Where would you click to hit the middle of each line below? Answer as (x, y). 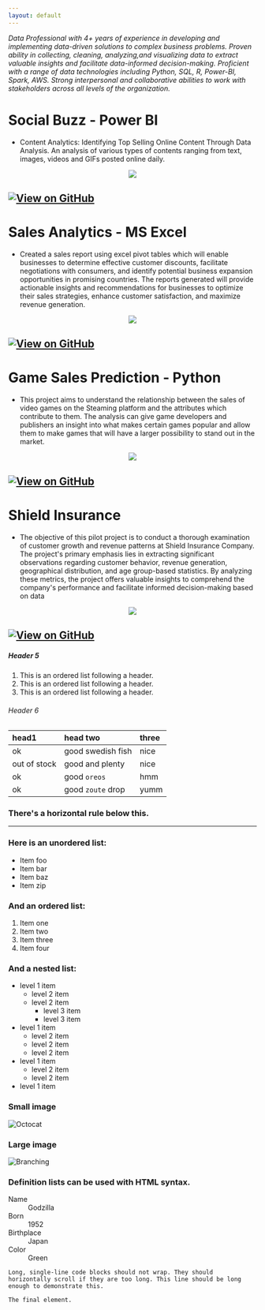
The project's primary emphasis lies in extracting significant (117, 554)
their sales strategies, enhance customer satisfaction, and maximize (130, 296)
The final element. (40, 1300)
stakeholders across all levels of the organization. (90, 88)
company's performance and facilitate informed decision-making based (136, 587)
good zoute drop (95, 790)
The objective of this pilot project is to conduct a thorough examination (134, 537)
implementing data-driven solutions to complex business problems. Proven (130, 46)
